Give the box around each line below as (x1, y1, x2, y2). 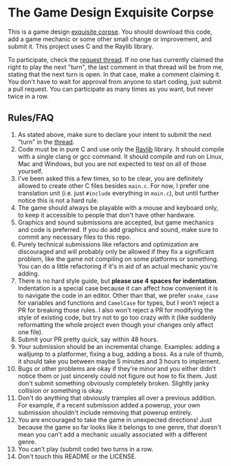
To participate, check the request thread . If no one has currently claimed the (8, 55, 224, 63)
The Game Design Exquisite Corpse (8, 5, 214, 21)
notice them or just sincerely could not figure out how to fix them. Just (17, 372, 217, 380)
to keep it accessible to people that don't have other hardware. (17, 211, 196, 219)
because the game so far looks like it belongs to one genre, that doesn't (17, 423, 222, 431)
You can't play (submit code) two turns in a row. (17, 445, 154, 453)
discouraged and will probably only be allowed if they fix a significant (17, 247, 214, 255)
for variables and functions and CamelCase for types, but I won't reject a (17, 298, 219, 307)
